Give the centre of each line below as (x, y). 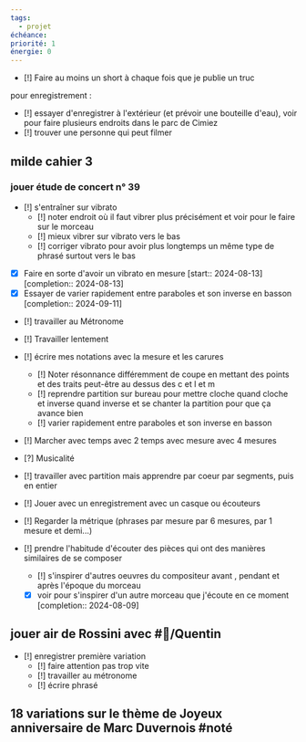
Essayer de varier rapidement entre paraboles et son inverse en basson (158, 293)
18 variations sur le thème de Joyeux (116, 714)
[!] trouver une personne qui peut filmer (97, 132)
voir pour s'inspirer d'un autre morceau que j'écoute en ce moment (163, 595)
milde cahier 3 (52, 161)
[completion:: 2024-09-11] (72, 303)
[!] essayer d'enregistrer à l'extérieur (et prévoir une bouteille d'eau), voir (160, 113)
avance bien (60, 413)
